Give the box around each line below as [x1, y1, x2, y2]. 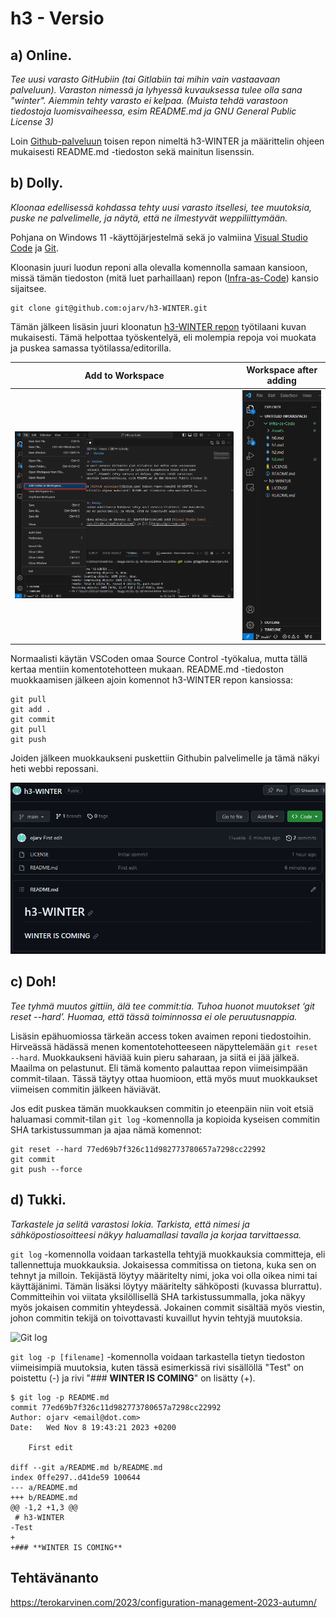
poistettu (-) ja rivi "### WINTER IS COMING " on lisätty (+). [10, 1372, 256, 1384]
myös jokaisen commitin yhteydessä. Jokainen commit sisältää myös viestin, [10, 1301, 326, 1313]
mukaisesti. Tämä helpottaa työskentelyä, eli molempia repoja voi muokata [10, 331, 317, 343]
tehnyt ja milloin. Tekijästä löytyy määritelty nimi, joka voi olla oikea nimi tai [10, 1269, 318, 1281]
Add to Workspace [84, 369, 165, 381]
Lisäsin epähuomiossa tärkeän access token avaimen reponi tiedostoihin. [10, 1030, 312, 1042]
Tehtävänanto [10, 1570, 99, 1587]
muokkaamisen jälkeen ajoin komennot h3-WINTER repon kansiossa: [10, 674, 294, 686]
